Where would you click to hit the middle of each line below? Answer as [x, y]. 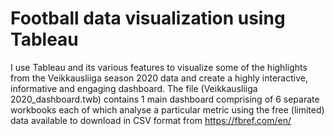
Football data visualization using [148, 18]
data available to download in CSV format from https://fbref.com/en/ [151, 120]
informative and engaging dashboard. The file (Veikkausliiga [134, 88]
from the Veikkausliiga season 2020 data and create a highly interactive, [159, 78]
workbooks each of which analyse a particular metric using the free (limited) [167, 109]
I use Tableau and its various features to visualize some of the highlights [159, 67]
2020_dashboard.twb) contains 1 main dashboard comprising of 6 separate [165, 99]
